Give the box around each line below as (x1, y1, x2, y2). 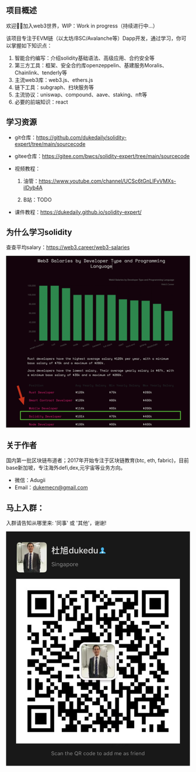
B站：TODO (23, 196, 52, 203)
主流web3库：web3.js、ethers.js (14, 76, 93, 83)
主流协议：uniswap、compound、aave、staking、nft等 (14, 91, 148, 98)
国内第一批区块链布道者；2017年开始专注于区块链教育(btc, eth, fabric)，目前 (6, 457, 190, 464)
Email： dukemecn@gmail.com (14, 484, 88, 491)
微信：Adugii (14, 477, 45, 484)
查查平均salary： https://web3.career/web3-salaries (6, 244, 130, 251)
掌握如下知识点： (10, 42, 52, 49)
